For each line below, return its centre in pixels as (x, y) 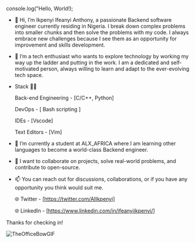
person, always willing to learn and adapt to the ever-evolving (115, 69)
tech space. (29, 75)
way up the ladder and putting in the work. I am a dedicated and (92, 62)
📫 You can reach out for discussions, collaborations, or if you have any (101, 179)
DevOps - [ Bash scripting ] (48, 109)
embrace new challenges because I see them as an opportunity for (96, 39)
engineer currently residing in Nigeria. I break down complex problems (100, 26)
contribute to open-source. (47, 167)
